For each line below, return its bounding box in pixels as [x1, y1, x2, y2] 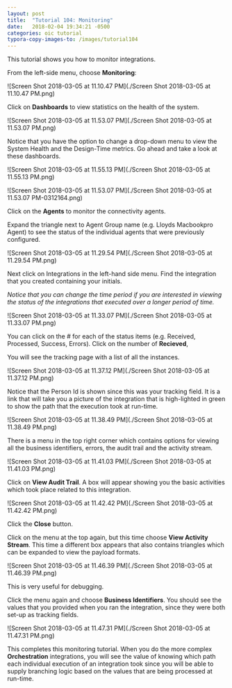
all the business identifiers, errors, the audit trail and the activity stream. [7, 444, 213, 452]
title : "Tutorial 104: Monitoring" [7, 17, 113, 24]
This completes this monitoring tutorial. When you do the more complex [7, 645, 213, 653]
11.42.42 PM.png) [7, 507, 58, 515]
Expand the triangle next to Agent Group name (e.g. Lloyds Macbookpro [7, 220, 213, 229]
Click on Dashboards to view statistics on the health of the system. [7, 103, 199, 111]
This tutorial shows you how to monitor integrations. [7, 55, 156, 63]
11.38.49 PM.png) [7, 423, 57, 432]
